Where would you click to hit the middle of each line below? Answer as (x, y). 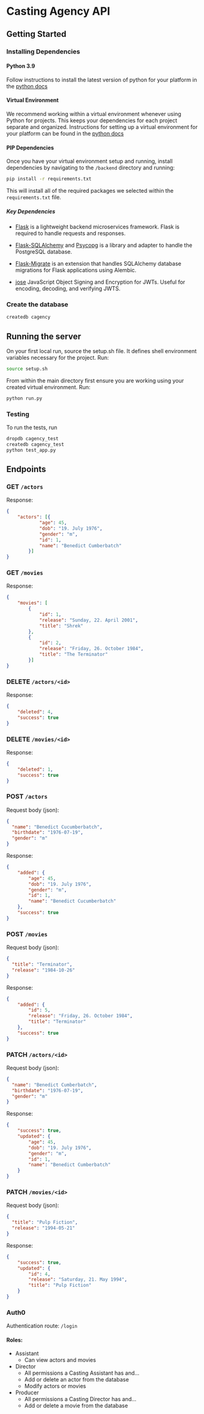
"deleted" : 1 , (35, 769)
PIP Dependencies (30, 147)
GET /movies (25, 573)
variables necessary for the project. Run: (58, 357)
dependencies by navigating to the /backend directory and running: (91, 168)
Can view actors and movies (60, 1360)
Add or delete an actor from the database (77, 1380)
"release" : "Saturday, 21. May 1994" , (78, 1280)
